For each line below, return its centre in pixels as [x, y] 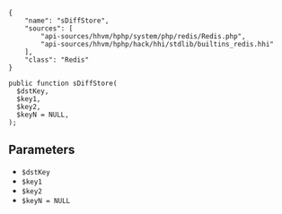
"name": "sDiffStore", [67, 21]
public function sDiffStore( [63, 83]
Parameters [42, 150]
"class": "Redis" [57, 60]
